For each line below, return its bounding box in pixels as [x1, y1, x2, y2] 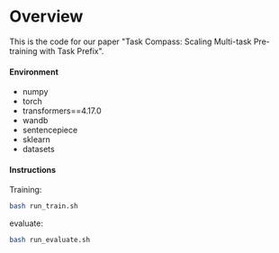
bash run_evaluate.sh [9, 236, 91, 245]
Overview [9, 6, 84, 27]
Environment [9, 66, 58, 77]
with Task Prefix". [39, 45, 104, 56]
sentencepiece [22, 124, 78, 136]
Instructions [9, 164, 57, 175]
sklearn [22, 134, 51, 145]
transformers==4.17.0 [22, 105, 102, 116]
